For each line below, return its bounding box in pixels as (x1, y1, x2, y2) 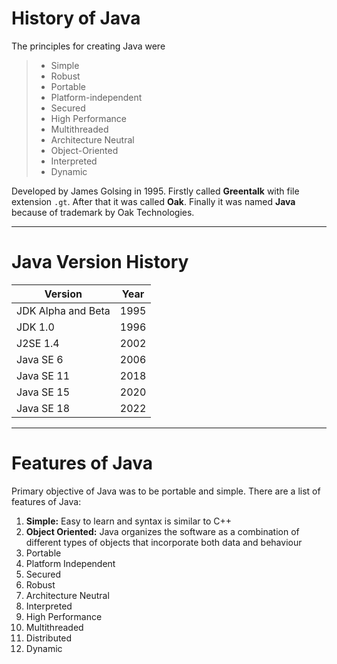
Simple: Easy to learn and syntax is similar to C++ (25, 515, 233, 527)
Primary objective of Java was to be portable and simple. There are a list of (11, 485, 321, 497)
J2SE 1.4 (16, 336, 60, 350)
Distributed (25, 632, 73, 644)
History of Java (11, 7, 141, 30)
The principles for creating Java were (11, 40, 166, 52)
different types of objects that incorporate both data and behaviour (25, 536, 303, 548)
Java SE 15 (16, 385, 71, 399)
